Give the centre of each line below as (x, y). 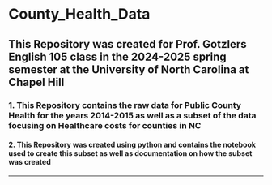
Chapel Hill (36, 82)
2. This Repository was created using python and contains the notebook (132, 145)
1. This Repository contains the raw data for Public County (125, 105)
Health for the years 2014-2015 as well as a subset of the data (132, 115)
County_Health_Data (79, 14)
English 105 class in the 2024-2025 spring (117, 56)
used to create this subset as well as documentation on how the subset (130, 153)
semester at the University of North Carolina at (129, 69)
